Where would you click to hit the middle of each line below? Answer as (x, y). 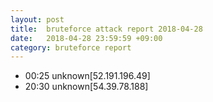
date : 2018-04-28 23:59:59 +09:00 (86, 38)
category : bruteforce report (71, 47)
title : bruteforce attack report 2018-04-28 (106, 29)
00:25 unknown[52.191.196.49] (87, 76)
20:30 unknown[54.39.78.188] (86, 87)
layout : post (37, 19)
